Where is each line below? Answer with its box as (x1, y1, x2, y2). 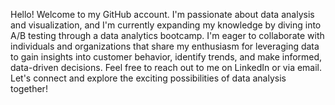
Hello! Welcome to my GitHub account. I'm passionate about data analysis (10, 9, 315, 20)
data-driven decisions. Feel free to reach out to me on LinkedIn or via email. (10, 62, 323, 73)
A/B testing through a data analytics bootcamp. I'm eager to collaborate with (10, 30, 325, 41)
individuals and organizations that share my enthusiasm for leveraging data (10, 40, 320, 52)
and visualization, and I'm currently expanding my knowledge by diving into (10, 19, 322, 31)
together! (10, 83, 48, 94)
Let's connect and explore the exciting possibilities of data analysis (10, 72, 287, 84)
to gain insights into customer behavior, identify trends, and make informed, (10, 51, 323, 63)
